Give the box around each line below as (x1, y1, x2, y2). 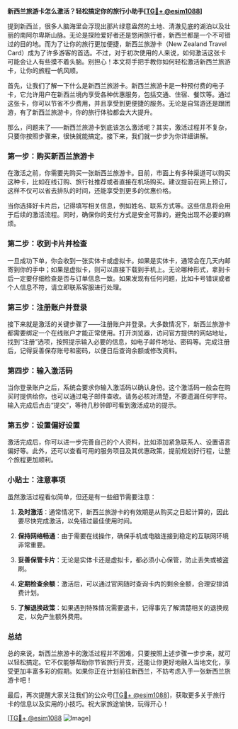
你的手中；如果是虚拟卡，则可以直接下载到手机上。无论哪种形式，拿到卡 (19, 265, 231, 274)
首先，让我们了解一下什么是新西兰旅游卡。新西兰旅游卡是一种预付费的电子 (7, 82, 225, 89)
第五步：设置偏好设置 (7, 421, 80, 430)
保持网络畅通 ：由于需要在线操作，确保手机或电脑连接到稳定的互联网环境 (17, 531, 229, 540)
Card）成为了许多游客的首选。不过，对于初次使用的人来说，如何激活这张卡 (7, 49, 227, 57)
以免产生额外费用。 (30, 612, 86, 621)
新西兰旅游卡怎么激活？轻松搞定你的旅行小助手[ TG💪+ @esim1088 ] (7, 7, 203, 15)
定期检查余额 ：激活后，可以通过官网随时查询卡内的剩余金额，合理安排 (17, 579, 223, 588)
